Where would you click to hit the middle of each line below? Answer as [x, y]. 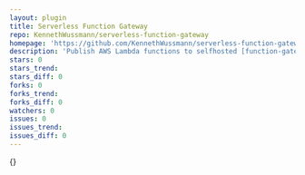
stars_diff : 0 [36, 77]
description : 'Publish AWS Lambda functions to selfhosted [123, 52]
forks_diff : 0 [36, 102]
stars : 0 [26, 60]
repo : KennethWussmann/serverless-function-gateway [109, 34]
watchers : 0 [32, 111]
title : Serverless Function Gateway [79, 26]
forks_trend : [34, 93]
